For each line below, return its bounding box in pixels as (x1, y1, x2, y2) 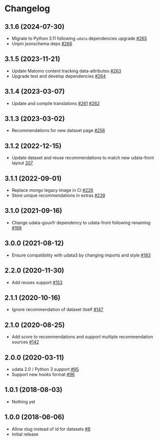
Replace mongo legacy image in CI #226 (11, 187, 94, 193)
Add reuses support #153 (11, 279, 63, 285)
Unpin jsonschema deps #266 (11, 41, 73, 47)
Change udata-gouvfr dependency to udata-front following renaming (11, 219, 151, 226)
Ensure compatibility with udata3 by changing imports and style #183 (11, 252, 151, 258)
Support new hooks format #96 (11, 371, 75, 377)
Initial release (11, 431, 39, 437)
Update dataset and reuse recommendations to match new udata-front (11, 155, 154, 161)
